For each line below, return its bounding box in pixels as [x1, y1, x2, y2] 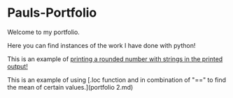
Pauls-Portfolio [7, 5, 97, 21]
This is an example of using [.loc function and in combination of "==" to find [7, 75, 226, 84]
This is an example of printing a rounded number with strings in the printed [7, 54, 223, 63]
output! [7, 62, 28, 70]
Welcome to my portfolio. [7, 28, 80, 36]
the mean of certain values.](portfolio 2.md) [7, 83, 134, 91]
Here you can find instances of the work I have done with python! [7, 41, 196, 49]
